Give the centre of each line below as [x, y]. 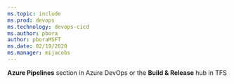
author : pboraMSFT [34, 40]
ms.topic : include [34, 14]
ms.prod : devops [31, 20]
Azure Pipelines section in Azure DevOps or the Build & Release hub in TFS [117, 72]
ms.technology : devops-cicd [48, 27]
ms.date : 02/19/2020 [38, 46]
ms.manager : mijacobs [39, 53]
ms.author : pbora [33, 33]
